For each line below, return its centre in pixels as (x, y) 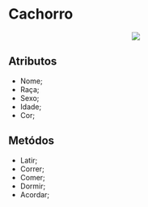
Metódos (32, 141)
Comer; (33, 177)
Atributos (33, 61)
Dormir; (33, 186)
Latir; (29, 160)
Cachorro (41, 14)
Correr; (32, 169)
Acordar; (35, 194)
